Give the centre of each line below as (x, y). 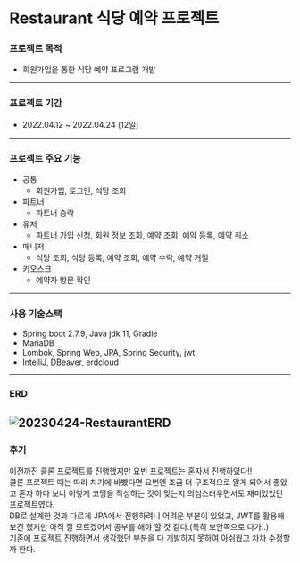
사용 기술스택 (36, 314)
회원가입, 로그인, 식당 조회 (81, 191)
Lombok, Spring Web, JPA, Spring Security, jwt (108, 353)
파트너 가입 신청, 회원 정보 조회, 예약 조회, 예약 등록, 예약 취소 (142, 235)
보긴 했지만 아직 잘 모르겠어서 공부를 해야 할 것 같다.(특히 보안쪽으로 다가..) (139, 526)
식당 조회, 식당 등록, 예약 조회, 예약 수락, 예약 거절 (122, 258)
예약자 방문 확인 (63, 280)
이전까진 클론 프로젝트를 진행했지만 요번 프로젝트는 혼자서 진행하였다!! (131, 471)
